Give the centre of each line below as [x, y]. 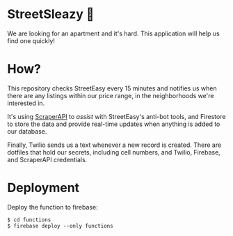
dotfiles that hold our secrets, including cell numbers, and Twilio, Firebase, [114, 152]
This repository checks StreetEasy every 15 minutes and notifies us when [112, 88]
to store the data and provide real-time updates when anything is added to [114, 124]
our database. [27, 131]
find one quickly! [31, 40]
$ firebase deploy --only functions [60, 226]
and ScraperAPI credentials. [47, 159]
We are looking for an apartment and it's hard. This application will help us [114, 33]
